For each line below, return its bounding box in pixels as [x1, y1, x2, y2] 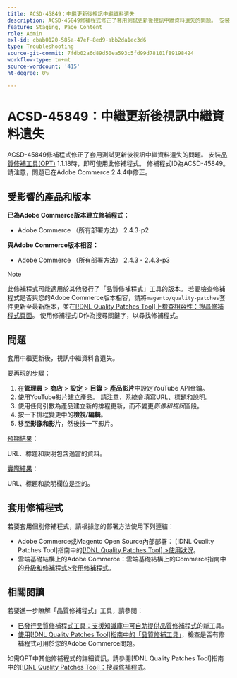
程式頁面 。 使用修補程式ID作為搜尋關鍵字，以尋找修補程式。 [7, 311, 182, 320]
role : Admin [7, 30, 42, 37]
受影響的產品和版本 [7, 191, 91, 203]
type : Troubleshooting [7, 43, 74, 50]
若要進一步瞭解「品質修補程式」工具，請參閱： [7, 606, 143, 614]
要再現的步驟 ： [7, 369, 51, 378]
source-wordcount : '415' [7, 63, 80, 70]
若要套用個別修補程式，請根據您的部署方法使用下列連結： [7, 522, 174, 530]
